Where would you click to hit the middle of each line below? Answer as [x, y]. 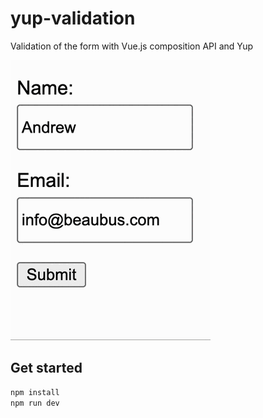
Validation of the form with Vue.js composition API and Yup [132, 46]
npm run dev [35, 403]
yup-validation [73, 18]
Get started [46, 368]
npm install [35, 392]
